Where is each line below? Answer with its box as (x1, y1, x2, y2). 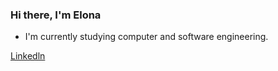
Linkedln (10, 50, 46, 62)
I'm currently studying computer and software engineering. (24, 31, 269, 43)
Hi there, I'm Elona (10, 8, 102, 22)
